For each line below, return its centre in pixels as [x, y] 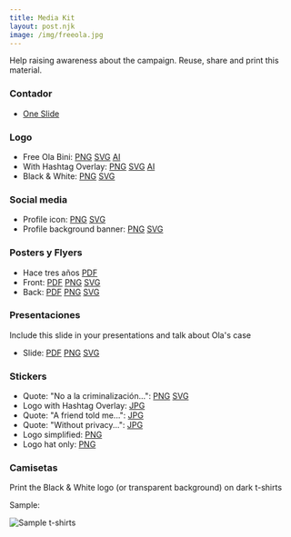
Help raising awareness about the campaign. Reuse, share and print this [144, 61]
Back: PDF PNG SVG [61, 292]
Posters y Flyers [46, 253]
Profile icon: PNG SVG [64, 220]
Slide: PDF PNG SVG [61, 353]
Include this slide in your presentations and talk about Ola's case [130, 335]
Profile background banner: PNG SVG [93, 229]
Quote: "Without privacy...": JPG [83, 425]
